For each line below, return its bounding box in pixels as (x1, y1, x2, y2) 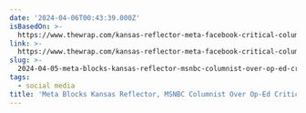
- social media (17, 81, 76, 90)
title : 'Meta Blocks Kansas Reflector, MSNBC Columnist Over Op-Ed (9, 89, 271, 98)
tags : (9, 73, 30, 82)
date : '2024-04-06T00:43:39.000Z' (9, 13, 141, 23)
